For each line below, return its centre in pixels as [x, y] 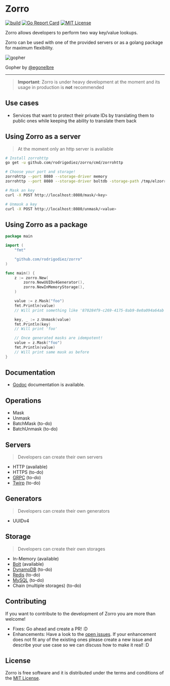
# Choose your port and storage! [40, 172]
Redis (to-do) [26, 575]
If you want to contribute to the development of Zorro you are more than [80, 613]
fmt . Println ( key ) [33, 324]
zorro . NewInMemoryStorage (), [54, 287]
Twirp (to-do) [27, 483]
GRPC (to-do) [27, 478]
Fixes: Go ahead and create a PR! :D [50, 629]
